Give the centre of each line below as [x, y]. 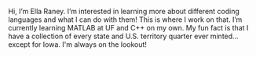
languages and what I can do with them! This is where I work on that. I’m [125, 20]
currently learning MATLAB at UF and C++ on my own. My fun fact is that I [128, 28]
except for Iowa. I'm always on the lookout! [78, 45]
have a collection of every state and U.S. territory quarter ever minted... [123, 36]
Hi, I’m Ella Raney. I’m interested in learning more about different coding [124, 11]
